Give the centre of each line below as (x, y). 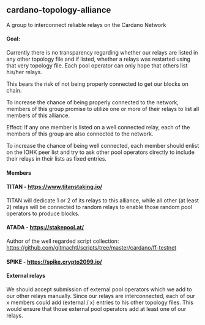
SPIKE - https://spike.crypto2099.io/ (54, 262)
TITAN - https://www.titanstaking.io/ (54, 187)
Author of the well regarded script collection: (63, 241)
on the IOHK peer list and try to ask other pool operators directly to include (100, 152)
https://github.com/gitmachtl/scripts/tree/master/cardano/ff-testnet (91, 248)
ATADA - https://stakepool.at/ (45, 227)
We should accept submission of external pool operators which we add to (99, 289)
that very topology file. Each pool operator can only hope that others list (97, 66)
